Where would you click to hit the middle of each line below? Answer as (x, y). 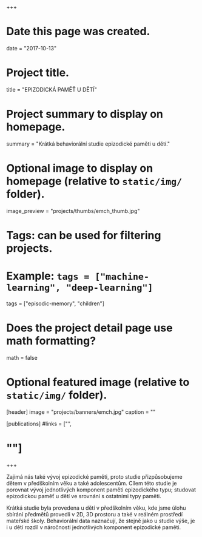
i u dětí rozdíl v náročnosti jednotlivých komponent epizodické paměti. (94, 527)
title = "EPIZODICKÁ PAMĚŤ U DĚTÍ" (52, 89)
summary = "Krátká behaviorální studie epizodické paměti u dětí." (88, 144)
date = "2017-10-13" (31, 48)
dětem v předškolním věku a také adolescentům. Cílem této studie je (92, 483)
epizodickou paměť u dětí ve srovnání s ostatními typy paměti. (84, 496)
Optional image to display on (80, 168)
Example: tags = (48, 276)
